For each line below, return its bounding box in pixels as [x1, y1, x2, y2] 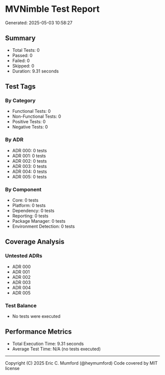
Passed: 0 [12, 52, 33, 58]
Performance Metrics [5, 328, 72, 336]
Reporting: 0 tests [12, 213, 49, 219]
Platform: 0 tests [12, 203, 46, 208]
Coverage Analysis [5, 238, 65, 246]
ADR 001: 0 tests [12, 153, 46, 159]
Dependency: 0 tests [12, 208, 55, 214]
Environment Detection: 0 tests [12, 223, 75, 230]
